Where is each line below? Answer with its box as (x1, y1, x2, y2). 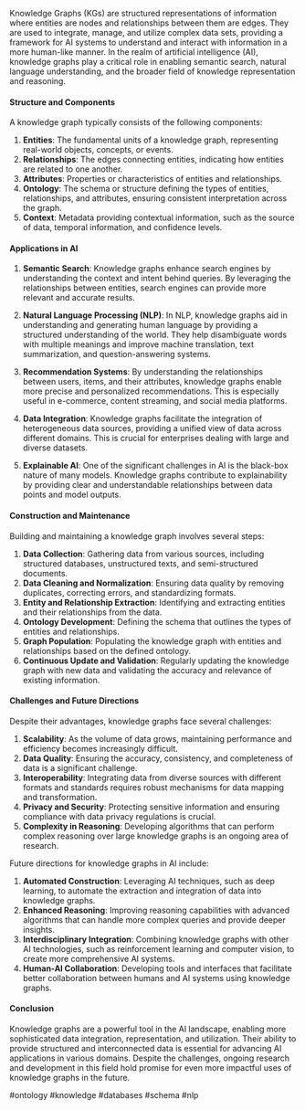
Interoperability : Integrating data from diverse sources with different (22, 772, 281, 783)
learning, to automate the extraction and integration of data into (22, 885, 262, 896)
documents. (22, 567, 68, 578)
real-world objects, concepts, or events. (22, 144, 174, 155)
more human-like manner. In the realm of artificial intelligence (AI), (9, 47, 258, 58)
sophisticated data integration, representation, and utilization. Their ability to (9, 1033, 297, 1044)
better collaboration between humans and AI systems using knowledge (22, 972, 290, 983)
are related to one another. (22, 164, 123, 174)
